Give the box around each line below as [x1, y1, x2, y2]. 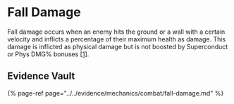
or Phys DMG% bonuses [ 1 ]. [7, 50, 90, 58]
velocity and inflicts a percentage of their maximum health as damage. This [7, 34, 226, 43]
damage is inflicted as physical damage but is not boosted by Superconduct [7, 42, 228, 51]
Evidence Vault [7, 70, 75, 82]
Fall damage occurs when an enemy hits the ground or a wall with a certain [7, 27, 226, 36]
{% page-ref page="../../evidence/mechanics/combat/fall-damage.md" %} [7, 89, 224, 97]
